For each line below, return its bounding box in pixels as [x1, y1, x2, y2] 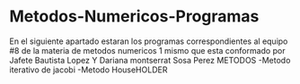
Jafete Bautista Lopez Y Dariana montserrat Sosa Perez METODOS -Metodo [9, 55, 291, 65]
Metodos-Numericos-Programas [9, 6, 260, 27]
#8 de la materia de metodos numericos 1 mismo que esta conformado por [9, 45, 286, 55]
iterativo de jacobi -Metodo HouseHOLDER [9, 64, 168, 75]
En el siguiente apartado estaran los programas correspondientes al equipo [9, 36, 288, 46]
